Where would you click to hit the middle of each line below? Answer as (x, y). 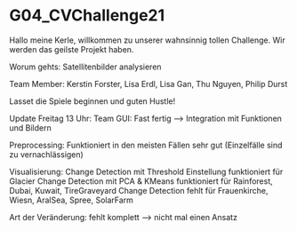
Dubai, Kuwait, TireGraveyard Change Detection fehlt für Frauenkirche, (139, 190)
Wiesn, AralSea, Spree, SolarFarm (71, 200)
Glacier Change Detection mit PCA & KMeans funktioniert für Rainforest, (141, 181)
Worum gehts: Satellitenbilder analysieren (85, 67)
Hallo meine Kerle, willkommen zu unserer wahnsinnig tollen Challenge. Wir (148, 40)
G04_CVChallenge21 (87, 16)
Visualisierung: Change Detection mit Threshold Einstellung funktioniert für (146, 171)
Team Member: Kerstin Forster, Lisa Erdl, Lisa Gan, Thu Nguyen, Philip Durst (148, 84)
